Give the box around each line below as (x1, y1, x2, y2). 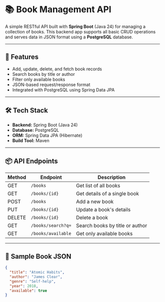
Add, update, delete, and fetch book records (12, 66, 102, 72)
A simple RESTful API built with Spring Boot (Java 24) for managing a (5, 23, 146, 30)
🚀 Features (5, 53, 39, 61)
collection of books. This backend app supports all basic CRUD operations (5, 29, 156, 34)
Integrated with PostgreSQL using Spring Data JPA (12, 87, 115, 92)
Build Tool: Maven (12, 137, 50, 143)
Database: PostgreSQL (12, 127, 59, 133)
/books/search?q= (31, 223, 72, 229)
